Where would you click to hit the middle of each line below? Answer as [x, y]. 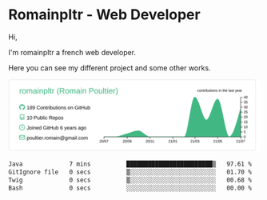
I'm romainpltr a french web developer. [72, 52]
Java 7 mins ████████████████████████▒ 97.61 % [130, 164]
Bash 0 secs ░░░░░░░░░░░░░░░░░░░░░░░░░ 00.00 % [130, 188]
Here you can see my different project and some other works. [110, 68]
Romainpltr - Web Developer [105, 15]
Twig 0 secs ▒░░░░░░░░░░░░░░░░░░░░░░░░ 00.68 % [130, 180]
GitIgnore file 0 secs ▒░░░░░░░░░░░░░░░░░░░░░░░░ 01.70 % [130, 172]
